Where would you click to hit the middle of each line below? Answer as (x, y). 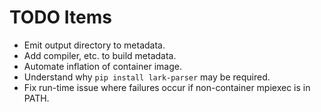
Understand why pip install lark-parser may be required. (147, 77)
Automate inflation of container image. (102, 66)
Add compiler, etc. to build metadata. (100, 55)
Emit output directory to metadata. (94, 45)
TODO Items (60, 17)
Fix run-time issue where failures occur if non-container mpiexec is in (167, 87)
